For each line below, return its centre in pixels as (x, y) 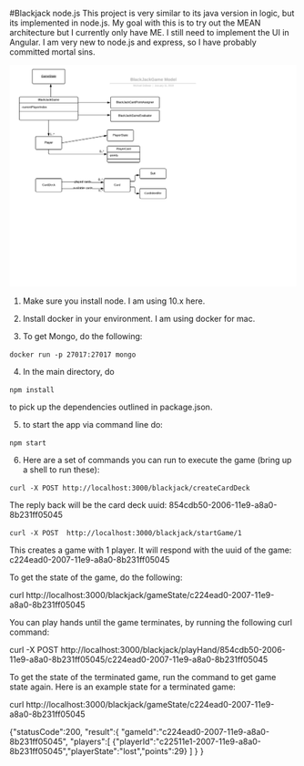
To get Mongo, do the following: (82, 336)
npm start (28, 443)
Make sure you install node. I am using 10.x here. (114, 301)
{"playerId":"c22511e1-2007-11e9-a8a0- (187, 741)
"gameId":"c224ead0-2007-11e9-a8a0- (196, 732)
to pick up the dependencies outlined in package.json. (111, 407)
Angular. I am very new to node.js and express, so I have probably (133, 42)
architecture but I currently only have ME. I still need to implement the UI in (149, 32)
